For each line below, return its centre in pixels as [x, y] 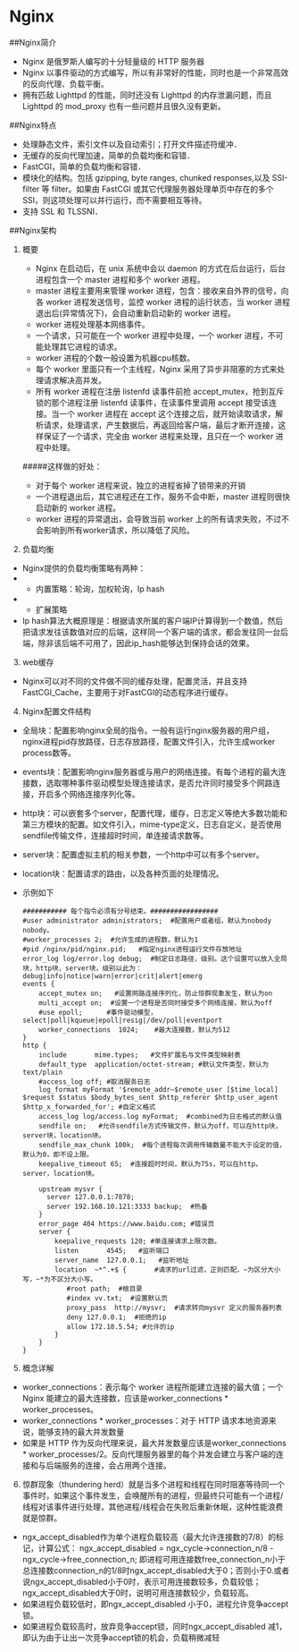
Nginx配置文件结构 [57, 711]
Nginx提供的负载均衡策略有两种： [84, 568]
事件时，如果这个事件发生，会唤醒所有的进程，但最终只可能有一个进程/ [153, 1495]
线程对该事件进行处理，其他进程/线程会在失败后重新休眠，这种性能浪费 [153, 1506]
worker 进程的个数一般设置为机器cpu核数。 [115, 358]
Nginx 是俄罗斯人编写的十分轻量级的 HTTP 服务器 [113, 61]
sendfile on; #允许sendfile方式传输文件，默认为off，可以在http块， [161, 1126]
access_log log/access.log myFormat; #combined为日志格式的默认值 [161, 1116]
